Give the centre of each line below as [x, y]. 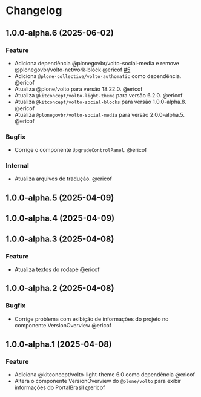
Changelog [34, 11]
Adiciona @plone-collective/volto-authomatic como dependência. [98, 76]
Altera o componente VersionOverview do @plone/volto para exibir [97, 381]
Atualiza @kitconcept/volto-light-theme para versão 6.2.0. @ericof [98, 95]
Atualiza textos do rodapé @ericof [57, 269]
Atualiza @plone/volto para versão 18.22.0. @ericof [78, 89]
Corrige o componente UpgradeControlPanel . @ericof [81, 150]
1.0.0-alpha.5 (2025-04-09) [60, 198]
